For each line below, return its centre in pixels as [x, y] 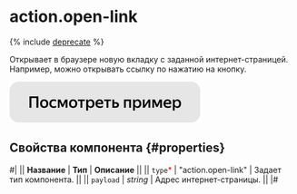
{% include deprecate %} [57, 42]
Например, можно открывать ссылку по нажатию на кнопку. [128, 69]
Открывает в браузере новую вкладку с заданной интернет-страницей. [149, 59]
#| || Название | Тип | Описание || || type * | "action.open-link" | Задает [145, 170]
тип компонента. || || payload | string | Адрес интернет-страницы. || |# [144, 179]
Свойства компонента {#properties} [117, 148]
